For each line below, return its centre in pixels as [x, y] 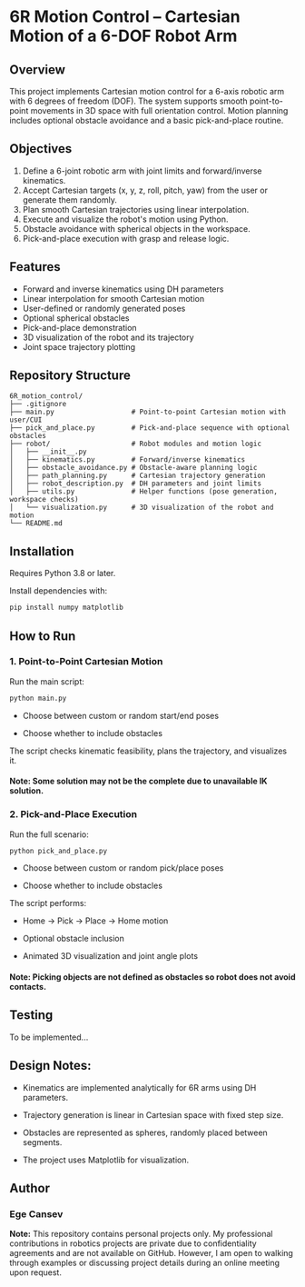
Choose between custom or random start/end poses [121, 715]
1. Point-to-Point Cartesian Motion [86, 662]
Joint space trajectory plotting [79, 346]
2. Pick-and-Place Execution [74, 814]
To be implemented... [49, 1037]
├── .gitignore [38, 404]
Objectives [41, 149]
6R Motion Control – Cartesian [125, 17]
